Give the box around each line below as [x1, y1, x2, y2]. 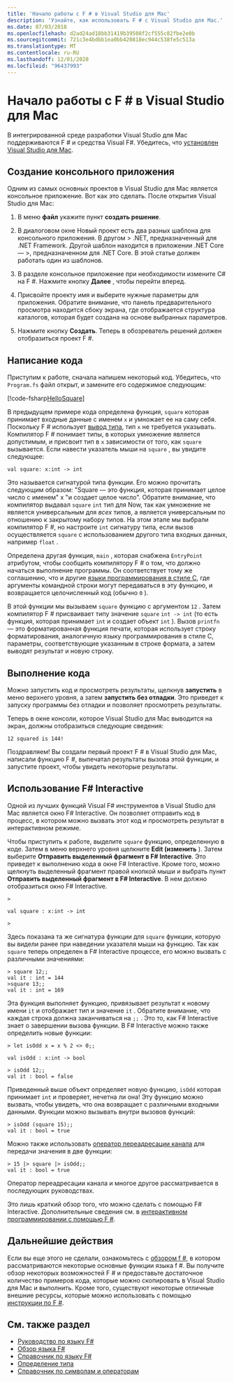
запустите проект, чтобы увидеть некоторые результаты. [7, 762, 178, 771]
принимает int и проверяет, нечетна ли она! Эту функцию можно [7, 1093, 204, 1101]
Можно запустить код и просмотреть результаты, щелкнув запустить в [7, 686, 222, 694]
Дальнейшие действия [7, 1235, 114, 1247]
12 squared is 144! [7, 735, 64, 742]
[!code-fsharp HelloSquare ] [7, 394, 85, 403]
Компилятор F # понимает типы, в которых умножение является [7, 430, 200, 439]
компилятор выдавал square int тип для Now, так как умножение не [7, 500, 211, 509]
